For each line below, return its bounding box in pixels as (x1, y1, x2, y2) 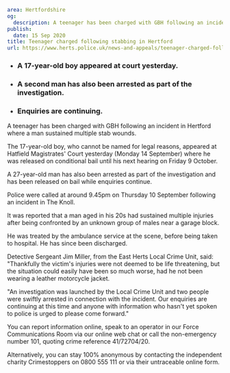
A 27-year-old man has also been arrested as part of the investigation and (7, 170, 216, 178)
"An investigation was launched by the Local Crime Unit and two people (7, 288, 209, 296)
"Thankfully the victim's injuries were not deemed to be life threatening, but (7, 260, 220, 268)
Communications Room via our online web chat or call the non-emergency (7, 330, 217, 339)
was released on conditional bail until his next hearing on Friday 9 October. (7, 157, 218, 165)
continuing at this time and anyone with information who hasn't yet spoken (7, 302, 218, 311)
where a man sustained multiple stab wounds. (7, 129, 137, 137)
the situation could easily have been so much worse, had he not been (7, 267, 203, 276)
